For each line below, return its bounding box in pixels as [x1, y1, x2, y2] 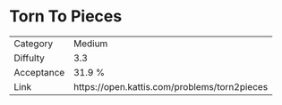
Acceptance [13, 66, 65, 78]
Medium [73, 37, 108, 50]
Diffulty [13, 52, 45, 64]
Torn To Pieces [9, 6, 123, 27]
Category [13, 37, 54, 50]
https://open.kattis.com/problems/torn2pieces [73, 80, 269, 93]
